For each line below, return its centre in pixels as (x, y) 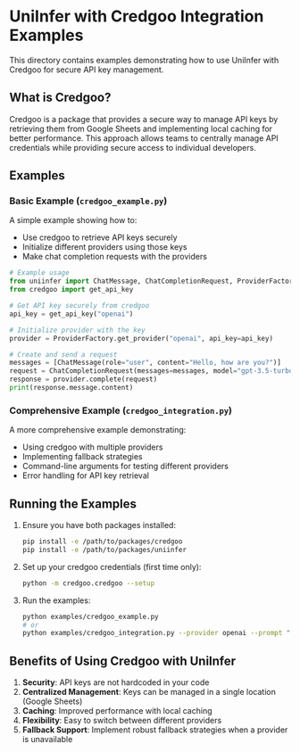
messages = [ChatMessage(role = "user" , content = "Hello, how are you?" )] (145, 363)
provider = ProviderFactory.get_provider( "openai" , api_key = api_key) (142, 338)
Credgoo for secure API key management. (87, 70)
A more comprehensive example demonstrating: (98, 430)
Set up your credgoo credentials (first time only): (112, 566)
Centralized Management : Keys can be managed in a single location (149, 692)
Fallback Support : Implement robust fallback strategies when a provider (155, 730)
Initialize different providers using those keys (104, 247)
